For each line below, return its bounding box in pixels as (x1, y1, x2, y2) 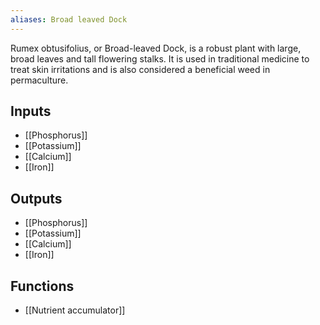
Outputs (10, 190, 63, 207)
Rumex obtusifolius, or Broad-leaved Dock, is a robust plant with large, (10, 42, 302, 54)
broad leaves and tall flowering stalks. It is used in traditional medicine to (10, 52, 310, 65)
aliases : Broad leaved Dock (10, 14, 128, 25)
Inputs (10, 103, 52, 120)
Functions (10, 277, 75, 295)
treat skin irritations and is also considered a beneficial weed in (10, 63, 271, 75)
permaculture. (10, 74, 69, 86)
